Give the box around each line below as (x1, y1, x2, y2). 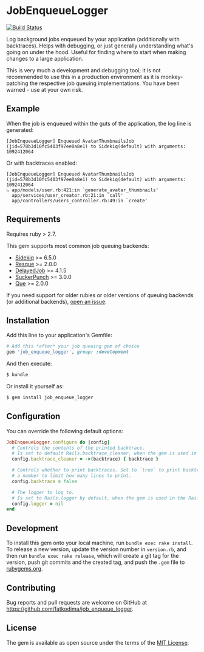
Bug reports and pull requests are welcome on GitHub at (6, 599, 148, 606)
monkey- (160, 73, 183, 80)
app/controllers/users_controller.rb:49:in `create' (12, 197, 148, 204)
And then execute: (6, 360, 52, 368)
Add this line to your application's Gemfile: (6, 332, 112, 339)
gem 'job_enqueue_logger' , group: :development (6, 349, 129, 355)
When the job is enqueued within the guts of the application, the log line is (6, 120, 192, 127)
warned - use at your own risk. (6, 86, 83, 93)
